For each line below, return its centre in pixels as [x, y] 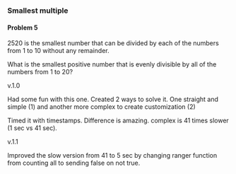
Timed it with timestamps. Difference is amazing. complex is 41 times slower [118, 121]
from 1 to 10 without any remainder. [58, 51]
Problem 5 [23, 28]
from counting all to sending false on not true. [74, 163]
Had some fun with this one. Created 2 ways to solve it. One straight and [113, 99]
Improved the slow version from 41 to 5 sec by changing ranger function [112, 156]
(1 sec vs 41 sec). [33, 128]
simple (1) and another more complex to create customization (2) [101, 107]
